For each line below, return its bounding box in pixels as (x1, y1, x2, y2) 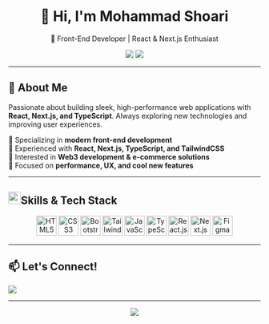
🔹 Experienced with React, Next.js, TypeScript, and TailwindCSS (8, 144, 225, 153)
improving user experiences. (8, 119, 102, 129)
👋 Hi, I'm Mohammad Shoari (40, 7, 229, 26)
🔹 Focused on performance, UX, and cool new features (8, 160, 194, 170)
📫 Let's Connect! (8, 260, 98, 273)
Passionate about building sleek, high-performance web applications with (8, 102, 251, 111)
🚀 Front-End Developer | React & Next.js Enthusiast (50, 34, 219, 43)
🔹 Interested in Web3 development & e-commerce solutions (8, 152, 210, 161)
